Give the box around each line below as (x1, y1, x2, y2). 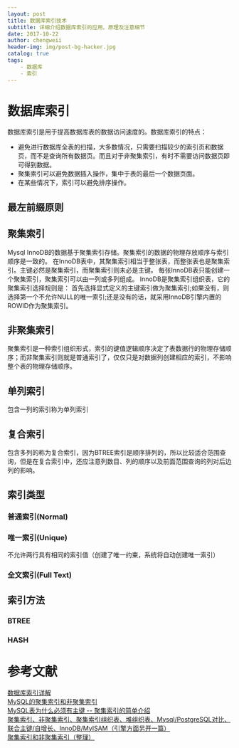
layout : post (7, 10, 46, 18)
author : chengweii (7, 37, 62, 44)
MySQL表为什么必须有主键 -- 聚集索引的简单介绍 (7, 706, 151, 715)
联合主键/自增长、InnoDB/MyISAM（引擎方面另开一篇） (7, 724, 171, 732)
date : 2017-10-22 (7, 30, 59, 38)
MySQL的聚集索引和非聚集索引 (7, 697, 98, 705)
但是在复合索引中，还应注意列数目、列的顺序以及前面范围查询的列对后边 (19, 457, 232, 466)
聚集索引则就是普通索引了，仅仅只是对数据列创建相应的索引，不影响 (31, 353, 232, 362)
